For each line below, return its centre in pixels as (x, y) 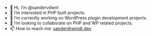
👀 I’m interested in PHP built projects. (47, 13)
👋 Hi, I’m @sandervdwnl (34, 8)
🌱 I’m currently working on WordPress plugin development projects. (78, 18)
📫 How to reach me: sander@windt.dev (51, 28)
